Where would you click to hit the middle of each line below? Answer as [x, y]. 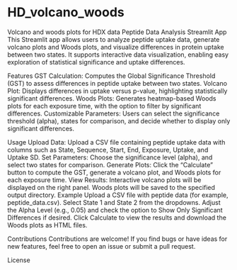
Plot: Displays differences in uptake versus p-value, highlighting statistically [117, 91]
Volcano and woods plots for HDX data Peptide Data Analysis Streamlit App [117, 32]
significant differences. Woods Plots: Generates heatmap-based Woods [112, 98]
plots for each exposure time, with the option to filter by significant [104, 106]
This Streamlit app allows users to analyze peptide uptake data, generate [114, 39]
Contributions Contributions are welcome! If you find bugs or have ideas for [117, 239]
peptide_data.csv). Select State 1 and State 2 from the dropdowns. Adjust [114, 202]
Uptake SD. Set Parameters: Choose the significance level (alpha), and [110, 157]
